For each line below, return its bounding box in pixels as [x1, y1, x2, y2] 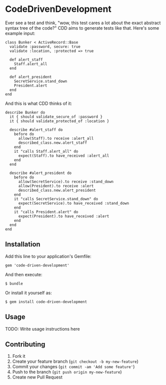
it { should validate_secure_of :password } [9, 114, 103, 119]
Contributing [5, 340, 45, 348]
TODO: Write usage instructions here [5, 326, 80, 332]
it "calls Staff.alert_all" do [14, 149, 79, 154]
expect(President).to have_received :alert [18, 214, 110, 218]
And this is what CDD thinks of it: [5, 100, 73, 106]
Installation [5, 240, 41, 249]
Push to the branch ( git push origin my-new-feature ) [12, 369, 122, 375]
